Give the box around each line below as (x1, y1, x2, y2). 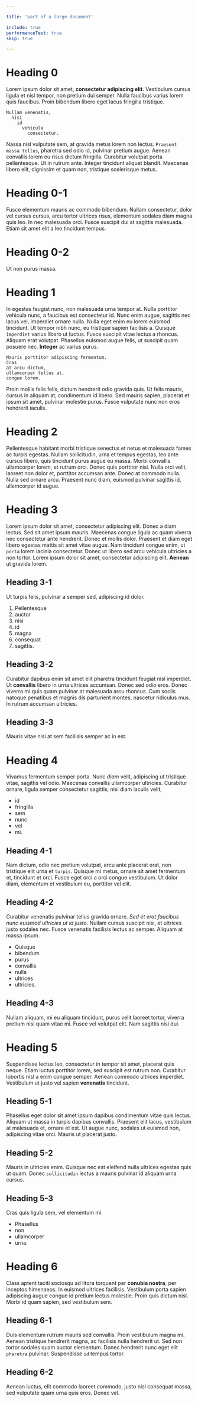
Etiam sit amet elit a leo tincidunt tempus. (6, 225, 106, 232)
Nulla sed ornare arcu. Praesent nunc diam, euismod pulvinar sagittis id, (6, 476, 181, 483)
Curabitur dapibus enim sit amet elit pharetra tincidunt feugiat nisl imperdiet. (6, 675, 191, 682)
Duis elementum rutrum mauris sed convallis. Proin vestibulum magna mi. (6, 1331, 185, 1338)
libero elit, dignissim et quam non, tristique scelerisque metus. (6, 166, 158, 173)
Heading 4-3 (6, 998, 54, 1008)
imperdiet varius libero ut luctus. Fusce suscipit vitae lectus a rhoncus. (6, 330, 179, 337)
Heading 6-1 (6, 1316, 52, 1326)
